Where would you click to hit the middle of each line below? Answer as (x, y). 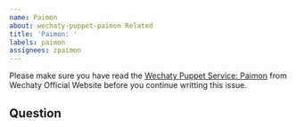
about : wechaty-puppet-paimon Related (81, 26)
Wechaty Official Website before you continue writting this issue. (128, 85)
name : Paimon (33, 17)
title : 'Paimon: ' (43, 34)
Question (35, 113)
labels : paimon (37, 42)
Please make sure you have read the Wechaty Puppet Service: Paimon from (148, 75)
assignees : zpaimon (45, 51)
